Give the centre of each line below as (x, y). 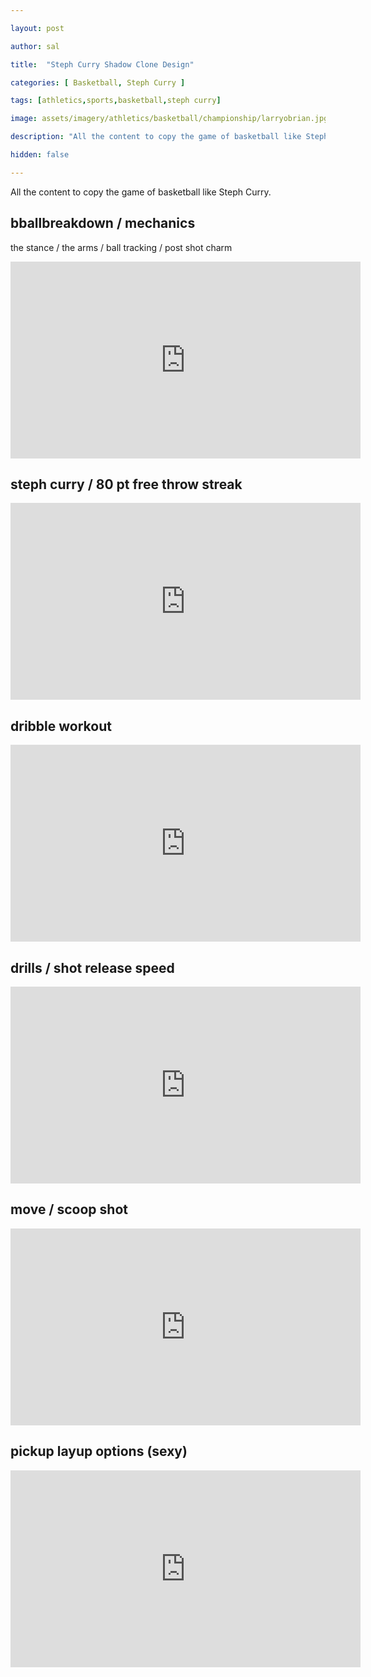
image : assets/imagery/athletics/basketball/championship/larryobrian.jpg (169, 119)
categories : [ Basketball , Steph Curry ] (98, 82)
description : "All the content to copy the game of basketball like (156, 137)
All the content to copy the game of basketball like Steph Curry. (141, 192)
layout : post (37, 28)
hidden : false (40, 155)
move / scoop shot (69, 1209)
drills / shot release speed (92, 967)
